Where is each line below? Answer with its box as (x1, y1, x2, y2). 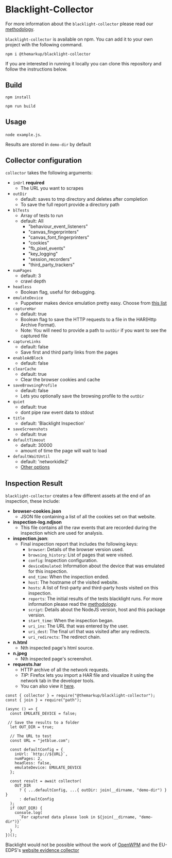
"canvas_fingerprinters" (28, 229, 79, 235)
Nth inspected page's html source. (20, 645, 94, 651)
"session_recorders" (28, 256, 72, 262)
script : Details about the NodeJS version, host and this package (28, 606, 166, 613)
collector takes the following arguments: (5, 170, 93, 176)
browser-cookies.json (12, 508, 62, 514)
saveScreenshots (12, 427, 48, 432)
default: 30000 (20, 442, 53, 448)
